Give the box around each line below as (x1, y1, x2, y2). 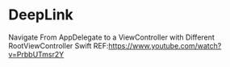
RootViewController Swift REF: (8, 40, 109, 50)
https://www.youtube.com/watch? (108, 40, 222, 50)
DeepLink (8, 6, 74, 24)
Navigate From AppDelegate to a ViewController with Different (8, 32, 215, 42)
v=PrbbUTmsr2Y (8, 49, 65, 59)
